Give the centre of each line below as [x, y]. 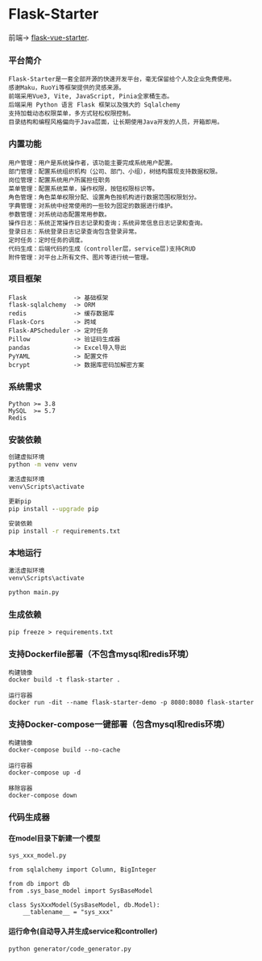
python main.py [34, 592]
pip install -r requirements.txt [64, 531]
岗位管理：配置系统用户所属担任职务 [60, 180]
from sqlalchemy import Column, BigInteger [83, 870]
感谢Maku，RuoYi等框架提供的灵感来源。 [67, 88]
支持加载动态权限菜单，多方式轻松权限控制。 [71, 114]
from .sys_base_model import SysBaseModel [81, 891]
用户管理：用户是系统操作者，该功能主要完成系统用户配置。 [92, 162]
